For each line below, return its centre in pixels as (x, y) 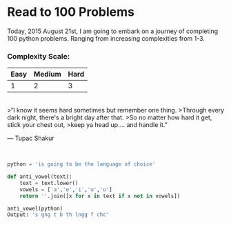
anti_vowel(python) (35, 208)
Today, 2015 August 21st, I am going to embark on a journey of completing (113, 31)
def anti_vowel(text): (40, 177)
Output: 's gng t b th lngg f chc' (58, 215)
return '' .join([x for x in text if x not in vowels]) (100, 196)
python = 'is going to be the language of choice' (81, 164)
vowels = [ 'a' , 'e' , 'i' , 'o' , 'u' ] (66, 189)
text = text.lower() (49, 183)
